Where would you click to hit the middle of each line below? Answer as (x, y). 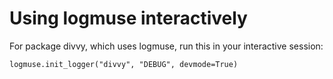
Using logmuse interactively (128, 18)
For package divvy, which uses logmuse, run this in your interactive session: (166, 46)
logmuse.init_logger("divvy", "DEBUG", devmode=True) (124, 64)
